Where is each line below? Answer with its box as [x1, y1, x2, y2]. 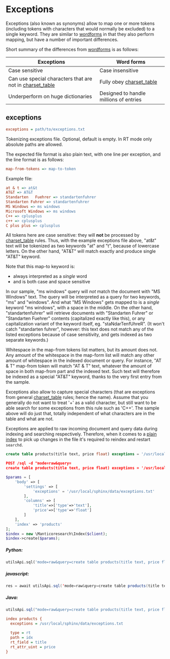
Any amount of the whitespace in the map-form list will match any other [6, 352, 155, 358]
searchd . [6, 442, 23, 448]
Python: [6, 546, 23, 553]
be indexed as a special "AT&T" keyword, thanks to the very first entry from [6, 374, 162, 380]
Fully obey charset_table [99, 78, 157, 85]
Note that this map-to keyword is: [6, 264, 75, 270]
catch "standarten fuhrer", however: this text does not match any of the [6, 326, 154, 333]
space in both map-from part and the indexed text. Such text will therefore [6, 369, 160, 375]
